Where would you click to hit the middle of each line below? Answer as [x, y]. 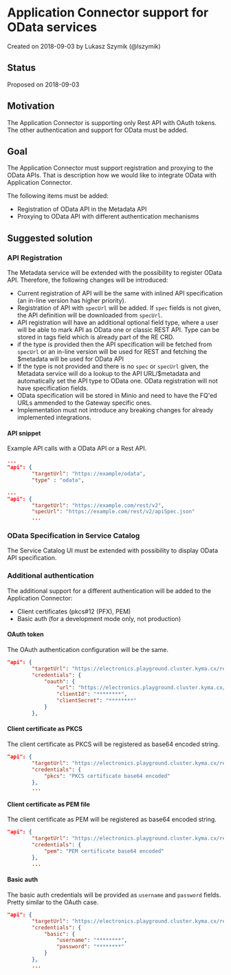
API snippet [24, 433]
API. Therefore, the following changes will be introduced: [88, 280]
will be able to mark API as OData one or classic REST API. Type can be [118, 330]
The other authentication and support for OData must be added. [98, 130]
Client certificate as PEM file [49, 804]
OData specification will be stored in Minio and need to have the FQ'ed [117, 396]
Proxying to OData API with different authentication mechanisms [108, 216]
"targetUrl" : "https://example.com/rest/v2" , [98, 505]
